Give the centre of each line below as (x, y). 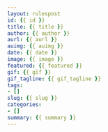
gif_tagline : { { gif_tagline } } (54, 79)
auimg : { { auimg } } (36, 46)
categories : (24, 105)
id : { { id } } (26, 20)
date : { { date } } (32, 53)
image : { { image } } (36, 59)
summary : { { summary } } (42, 117)
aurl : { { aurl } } (32, 40)
